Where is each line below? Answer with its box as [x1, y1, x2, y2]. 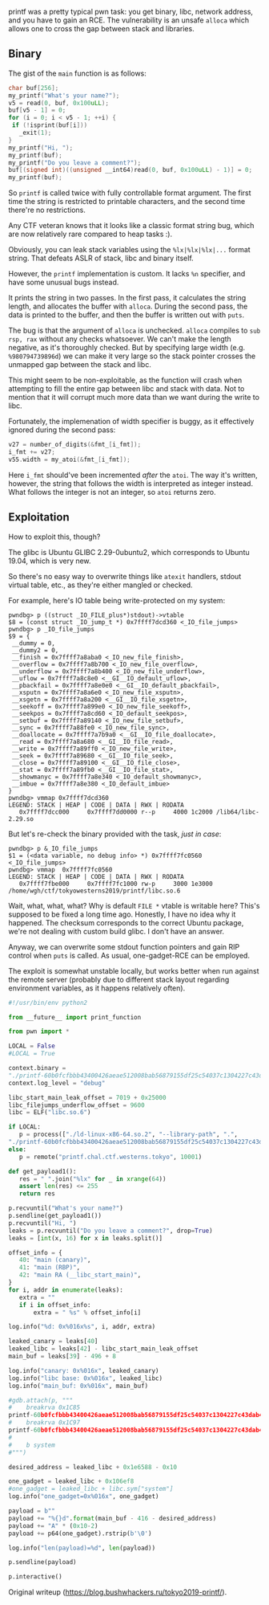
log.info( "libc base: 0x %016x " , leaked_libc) [8, 1374, 163, 1382]
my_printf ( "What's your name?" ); [8, 92, 120, 100]
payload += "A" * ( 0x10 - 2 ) [8, 1521, 98, 1529]
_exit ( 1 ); [18, 129, 52, 137]
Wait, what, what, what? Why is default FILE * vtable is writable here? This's [8, 901, 260, 910]
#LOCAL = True [8, 1050, 56, 1058]
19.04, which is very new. [8, 556, 91, 566]
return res [18, 1190, 56, 1198]
